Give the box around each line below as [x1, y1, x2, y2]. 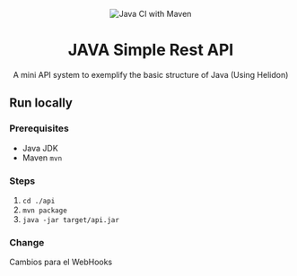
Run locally [9, 95, 74, 111]
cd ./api [22, 196, 56, 205]
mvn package [22, 206, 67, 215]
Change [9, 236, 45, 248]
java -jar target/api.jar [22, 215, 119, 224]
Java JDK [22, 142, 58, 153]
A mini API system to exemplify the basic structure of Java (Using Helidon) [13, 69, 289, 80]
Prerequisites [9, 122, 69, 134]
